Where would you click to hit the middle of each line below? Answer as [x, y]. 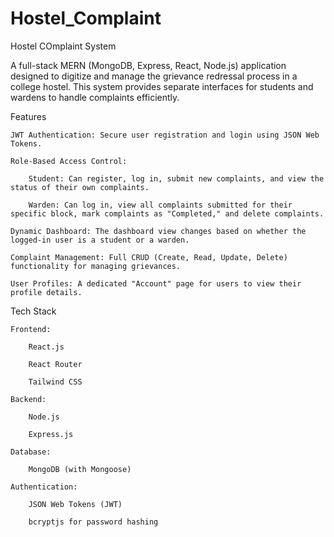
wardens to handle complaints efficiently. [95, 97]
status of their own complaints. [80, 187]
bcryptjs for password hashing [93, 522]
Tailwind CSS [55, 382]
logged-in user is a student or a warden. [100, 240]
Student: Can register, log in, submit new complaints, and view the [176, 178]
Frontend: [31, 329]
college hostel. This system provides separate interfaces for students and [162, 86]
